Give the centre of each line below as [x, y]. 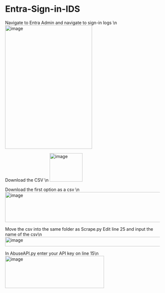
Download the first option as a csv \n [42, 189]
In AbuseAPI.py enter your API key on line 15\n [52, 253]
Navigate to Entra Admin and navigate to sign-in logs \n [61, 23]
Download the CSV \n [27, 180]
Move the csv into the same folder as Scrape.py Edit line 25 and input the [79, 229]
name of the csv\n [24, 234]
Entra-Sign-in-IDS [42, 9]
